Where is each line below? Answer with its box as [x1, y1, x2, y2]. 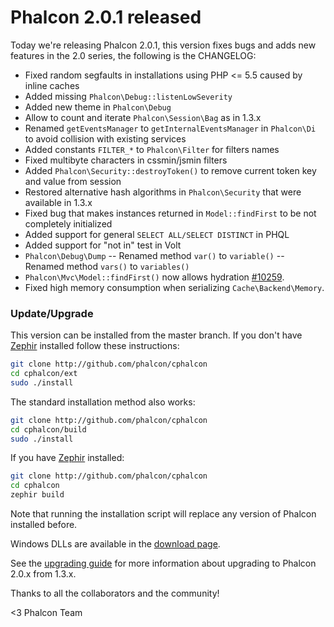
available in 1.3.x [24, 196, 93, 208]
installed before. [10, 519, 78, 531]
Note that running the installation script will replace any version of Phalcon [10, 508, 317, 520]
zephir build [10, 490, 65, 500]
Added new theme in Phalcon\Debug [24, 101, 172, 113]
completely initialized [24, 217, 113, 230]
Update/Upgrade [10, 306, 94, 320]
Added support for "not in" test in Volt [24, 239, 182, 251]
